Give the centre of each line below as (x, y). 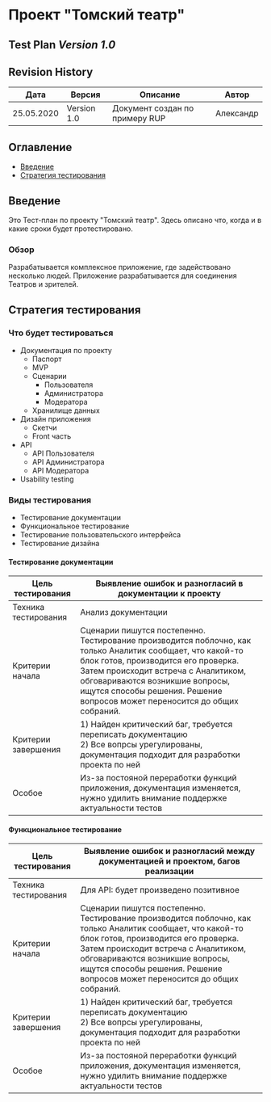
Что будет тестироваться (61, 333)
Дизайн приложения (55, 419)
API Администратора (68, 462)
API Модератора (60, 471)
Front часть (52, 436)
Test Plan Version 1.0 (62, 45)
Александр (237, 113)
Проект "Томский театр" (97, 15)
